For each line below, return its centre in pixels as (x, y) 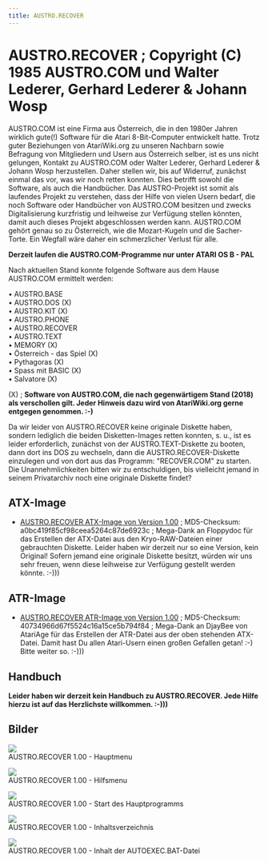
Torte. (18, 239)
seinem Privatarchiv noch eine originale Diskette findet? (100, 477)
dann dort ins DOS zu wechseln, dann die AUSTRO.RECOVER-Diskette (124, 452)
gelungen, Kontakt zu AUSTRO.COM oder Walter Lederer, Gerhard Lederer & (134, 162)
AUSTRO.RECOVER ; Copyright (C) (125, 55)
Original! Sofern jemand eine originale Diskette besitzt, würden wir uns (136, 556)
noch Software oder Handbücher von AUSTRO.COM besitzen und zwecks (130, 205)
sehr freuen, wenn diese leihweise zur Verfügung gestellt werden (128, 565)
